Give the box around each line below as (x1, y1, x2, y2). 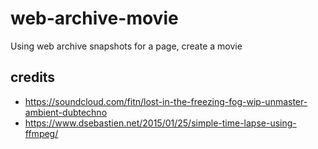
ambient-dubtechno (24, 106, 108, 118)
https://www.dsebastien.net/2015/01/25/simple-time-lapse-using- (24, 117, 297, 129)
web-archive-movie (10, 7, 179, 30)
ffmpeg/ (24, 127, 59, 139)
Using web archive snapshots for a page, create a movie (10, 40, 243, 52)
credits (10, 69, 56, 86)
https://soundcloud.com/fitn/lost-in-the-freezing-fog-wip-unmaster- (24, 95, 308, 107)
